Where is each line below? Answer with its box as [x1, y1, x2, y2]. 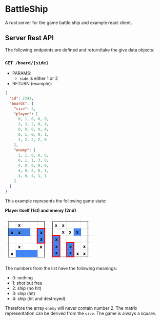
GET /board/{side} [5, 60, 49, 66]
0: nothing [12, 274, 33, 280]
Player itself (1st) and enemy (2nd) [5, 207, 77, 213]
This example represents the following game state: [5, 198, 107, 204]
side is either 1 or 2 [19, 75, 58, 81]
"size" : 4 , [14, 106, 36, 111]
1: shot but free [12, 280, 42, 286]
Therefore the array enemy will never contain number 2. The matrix [5, 305, 138, 311]
